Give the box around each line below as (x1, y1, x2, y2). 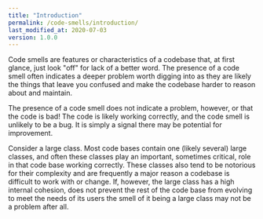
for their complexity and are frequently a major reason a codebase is (8, 169, 230, 178)
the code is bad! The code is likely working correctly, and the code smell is (8, 111, 250, 122)
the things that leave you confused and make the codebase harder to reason (8, 80, 256, 89)
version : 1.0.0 (8, 33, 58, 42)
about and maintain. (8, 88, 73, 98)
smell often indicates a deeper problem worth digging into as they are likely (8, 71, 251, 81)
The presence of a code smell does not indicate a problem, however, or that (8, 104, 254, 113)
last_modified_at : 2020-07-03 (8, 26, 108, 34)
